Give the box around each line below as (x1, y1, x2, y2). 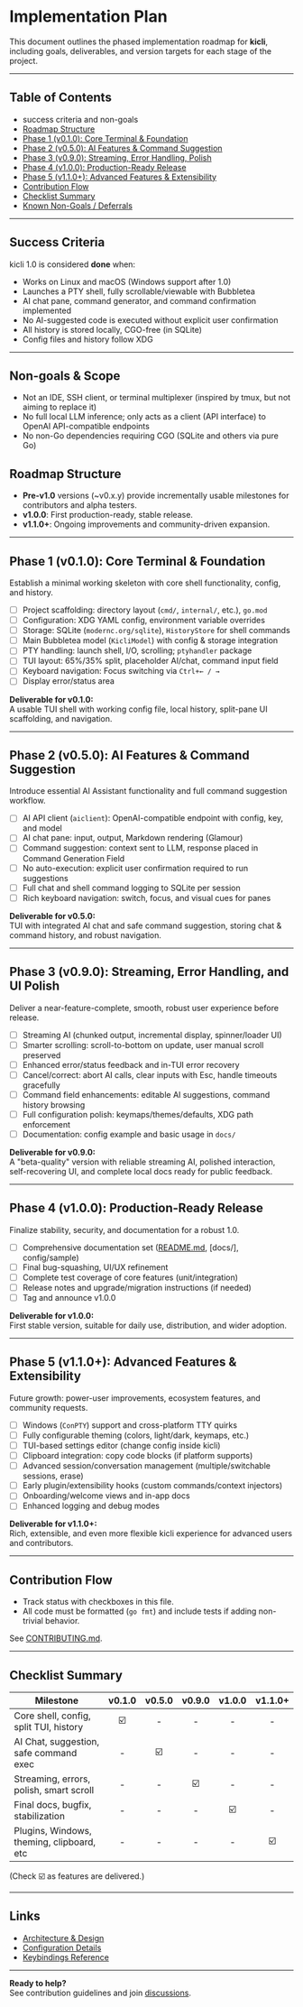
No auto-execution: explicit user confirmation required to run (22, 862, 249, 873)
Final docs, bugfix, (14, 1799, 92, 1810)
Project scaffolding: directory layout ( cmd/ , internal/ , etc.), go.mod (22, 604, 268, 615)
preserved (22, 1049, 61, 1061)
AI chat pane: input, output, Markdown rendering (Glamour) (22, 833, 243, 843)
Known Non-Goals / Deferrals (22, 200, 133, 211)
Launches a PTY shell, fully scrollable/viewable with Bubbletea (22, 286, 255, 297)
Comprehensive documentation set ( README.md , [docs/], (22, 1242, 239, 1253)
